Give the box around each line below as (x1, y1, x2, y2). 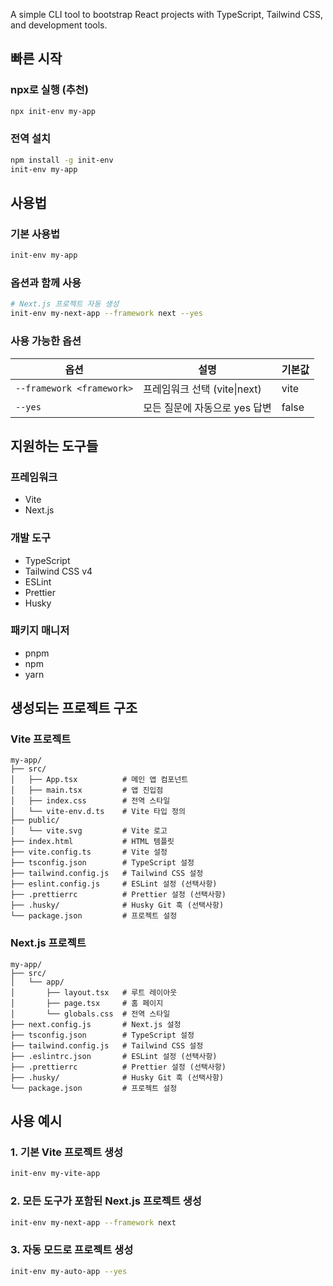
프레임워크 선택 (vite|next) (143, 382, 262, 396)
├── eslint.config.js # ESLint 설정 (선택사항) (10, 879, 218, 889)
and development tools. (10, 19, 108, 31)
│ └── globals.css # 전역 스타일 (10, 1009, 171, 1019)
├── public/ (10, 815, 60, 826)
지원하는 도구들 (10, 437, 99, 454)
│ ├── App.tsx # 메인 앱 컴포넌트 (10, 775, 189, 785)
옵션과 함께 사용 (10, 276, 82, 290)
